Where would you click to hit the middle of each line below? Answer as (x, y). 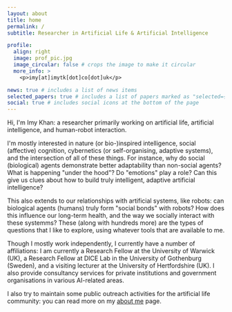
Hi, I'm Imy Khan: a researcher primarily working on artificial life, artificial (110, 122)
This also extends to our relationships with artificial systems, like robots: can (116, 201)
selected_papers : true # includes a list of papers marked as (98, 97)
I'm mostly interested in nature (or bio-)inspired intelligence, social (101, 143)
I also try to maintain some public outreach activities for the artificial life (109, 294)
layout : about (28, 13)
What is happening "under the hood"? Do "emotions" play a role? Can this (112, 173)
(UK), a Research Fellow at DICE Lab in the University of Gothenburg (105, 258)
